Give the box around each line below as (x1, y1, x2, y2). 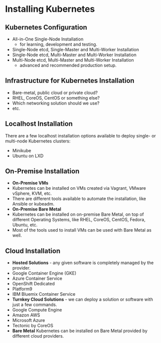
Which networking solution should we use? (12, 100, 100, 106)
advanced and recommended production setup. (19, 63, 117, 68)
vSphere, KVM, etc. (12, 191, 52, 197)
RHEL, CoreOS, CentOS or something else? (12, 95, 100, 101)
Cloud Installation (5, 246, 61, 255)
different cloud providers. (12, 333, 64, 339)
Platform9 (12, 286, 32, 292)
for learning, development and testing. (19, 41, 97, 47)
